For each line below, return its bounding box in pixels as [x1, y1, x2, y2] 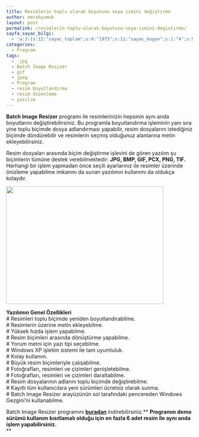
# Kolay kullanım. [6, 352, 48, 360]
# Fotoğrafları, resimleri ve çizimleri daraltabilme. [6, 371, 126, 378]
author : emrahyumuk [6, 14, 54, 20]
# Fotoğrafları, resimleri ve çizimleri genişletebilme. [6, 365, 131, 373]
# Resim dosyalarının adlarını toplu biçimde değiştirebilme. [6, 378, 149, 385]
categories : [6, 42, 36, 48]
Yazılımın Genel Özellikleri [6, 309, 72, 316]
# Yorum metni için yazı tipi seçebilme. [6, 340, 101, 347]
